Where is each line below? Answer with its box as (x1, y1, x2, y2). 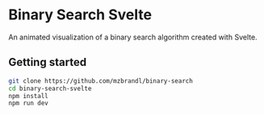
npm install (8, 92, 48, 100)
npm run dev (8, 99, 48, 108)
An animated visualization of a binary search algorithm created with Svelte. (8, 32, 258, 42)
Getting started (8, 55, 87, 69)
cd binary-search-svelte (8, 84, 92, 92)
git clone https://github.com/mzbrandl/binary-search (8, 76, 194, 85)
